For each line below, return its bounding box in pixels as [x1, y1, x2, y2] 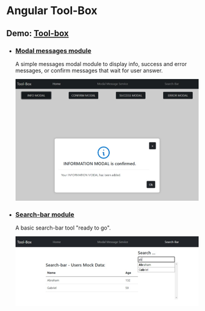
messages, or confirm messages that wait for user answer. [15, 67, 163, 74]
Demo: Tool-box [6, 28, 69, 39]
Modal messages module [15, 47, 92, 55]
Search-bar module [15, 210, 74, 219]
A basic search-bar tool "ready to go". [15, 224, 111, 231]
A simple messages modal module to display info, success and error [15, 60, 187, 67]
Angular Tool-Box [6, 4, 98, 18]
